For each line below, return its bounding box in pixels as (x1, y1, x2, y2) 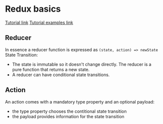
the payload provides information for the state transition (12, 113, 124, 119)
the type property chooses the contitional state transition (12, 108, 127, 114)
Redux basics (5, 3, 61, 15)
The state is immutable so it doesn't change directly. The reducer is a (12, 61, 152, 67)
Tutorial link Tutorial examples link (5, 20, 73, 25)
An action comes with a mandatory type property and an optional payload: (5, 99, 155, 104)
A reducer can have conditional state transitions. (12, 72, 110, 78)
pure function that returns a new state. (12, 66, 90, 72)
